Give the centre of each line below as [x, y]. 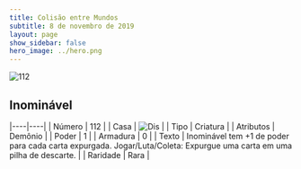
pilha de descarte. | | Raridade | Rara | [80, 155]
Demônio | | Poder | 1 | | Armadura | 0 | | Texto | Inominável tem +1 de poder [149, 136]
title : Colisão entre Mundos [64, 18]
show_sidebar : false [48, 43]
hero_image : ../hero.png [56, 51]
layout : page [34, 34]
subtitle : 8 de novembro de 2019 [72, 26]
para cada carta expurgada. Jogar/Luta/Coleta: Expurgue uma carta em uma [151, 146]
